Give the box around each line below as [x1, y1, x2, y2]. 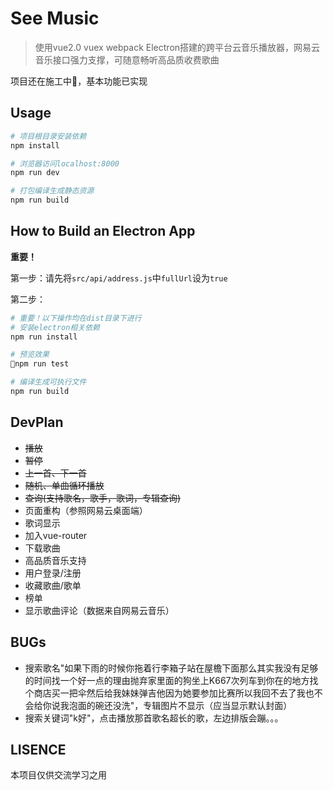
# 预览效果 [10, 350, 50, 360]
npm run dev [10, 168, 60, 178]
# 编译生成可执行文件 [10, 377, 87, 387]
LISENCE [10, 741, 67, 758]
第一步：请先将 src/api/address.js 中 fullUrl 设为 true [10, 272, 228, 284]
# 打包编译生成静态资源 [10, 186, 95, 196]
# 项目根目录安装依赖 [10, 131, 87, 141]
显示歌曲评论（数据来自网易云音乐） [24, 604, 175, 616]
